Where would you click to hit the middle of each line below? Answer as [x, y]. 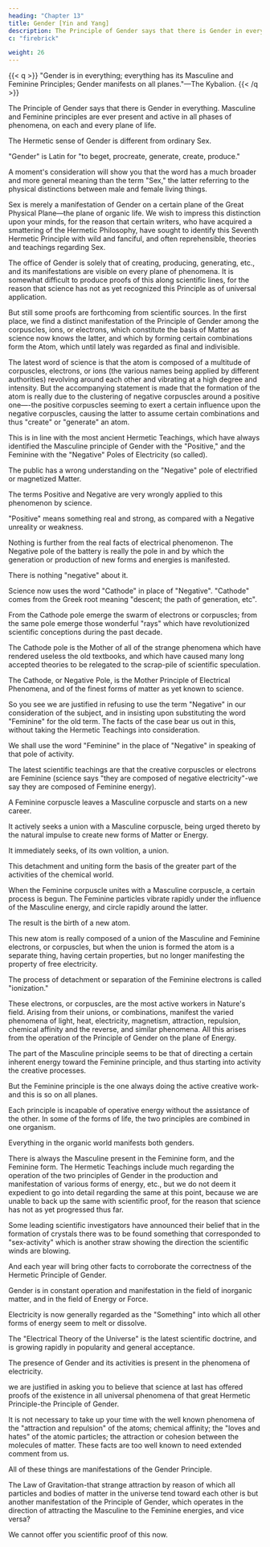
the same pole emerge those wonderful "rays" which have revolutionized [129, 624]
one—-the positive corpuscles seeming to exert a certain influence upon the [135, 405]
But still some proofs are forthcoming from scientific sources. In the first [127, 313]
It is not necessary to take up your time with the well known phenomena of [132, 1420]
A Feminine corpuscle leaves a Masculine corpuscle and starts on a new [128, 802]
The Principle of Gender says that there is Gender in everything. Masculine [132, 108]
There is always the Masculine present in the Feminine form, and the [121, 1159]
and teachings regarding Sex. [57, 248]
